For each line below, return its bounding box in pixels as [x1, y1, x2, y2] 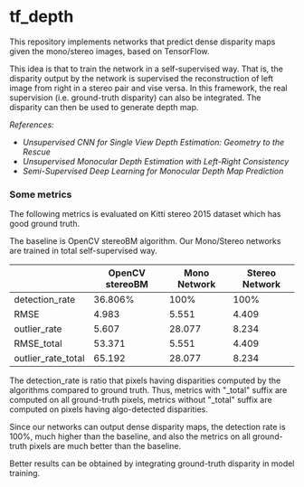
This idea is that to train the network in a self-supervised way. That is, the [9, 63, 283, 74]
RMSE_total [14, 337, 62, 350]
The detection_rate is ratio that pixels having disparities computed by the [9, 375, 281, 386]
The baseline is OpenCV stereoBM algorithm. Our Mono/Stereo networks [9, 236, 281, 247]
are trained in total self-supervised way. [9, 246, 158, 257]
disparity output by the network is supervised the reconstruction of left [9, 72, 274, 83]
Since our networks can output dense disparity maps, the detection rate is [9, 422, 287, 433]
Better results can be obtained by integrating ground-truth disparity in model [9, 458, 295, 469]
